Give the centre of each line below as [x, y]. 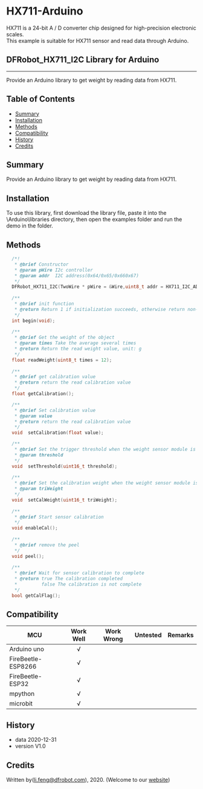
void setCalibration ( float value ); [58, 433]
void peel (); [28, 556]
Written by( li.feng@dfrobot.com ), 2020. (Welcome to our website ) [88, 780]
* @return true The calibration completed [68, 579]
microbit [21, 704]
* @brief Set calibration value [55, 410]
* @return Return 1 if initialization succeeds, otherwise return [100, 309]
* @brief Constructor [41, 264]
